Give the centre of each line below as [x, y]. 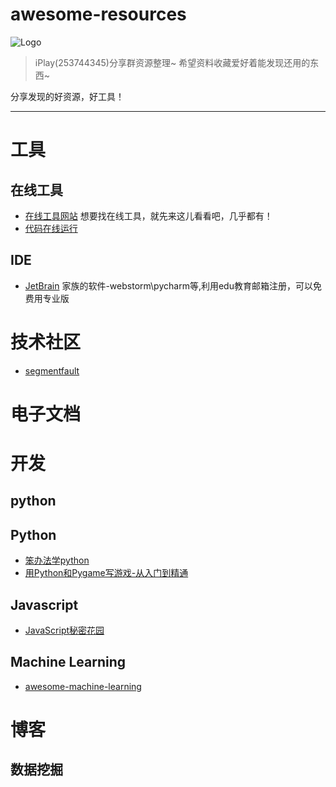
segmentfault [52, 370]
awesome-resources [98, 14]
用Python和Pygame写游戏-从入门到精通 [106, 573]
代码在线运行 [51, 228]
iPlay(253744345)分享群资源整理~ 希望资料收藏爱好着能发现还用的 [172, 62]
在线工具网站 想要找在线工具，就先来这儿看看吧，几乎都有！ [148, 215]
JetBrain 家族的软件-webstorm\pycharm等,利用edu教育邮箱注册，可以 [168, 285]
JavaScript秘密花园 [64, 630]
